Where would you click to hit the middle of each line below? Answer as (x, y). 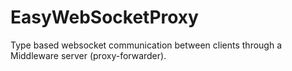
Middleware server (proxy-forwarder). (88, 55)
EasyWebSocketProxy (104, 17)
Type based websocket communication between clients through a (146, 45)
